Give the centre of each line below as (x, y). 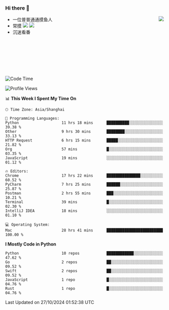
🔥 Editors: (17, 171)
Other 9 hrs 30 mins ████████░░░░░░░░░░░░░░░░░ (84, 132)
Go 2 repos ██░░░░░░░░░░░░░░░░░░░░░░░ (84, 262)
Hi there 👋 (18, 8)
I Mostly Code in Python (31, 244)
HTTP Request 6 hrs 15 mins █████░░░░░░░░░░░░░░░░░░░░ (84, 140)
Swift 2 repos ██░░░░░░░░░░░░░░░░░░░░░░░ (84, 271)
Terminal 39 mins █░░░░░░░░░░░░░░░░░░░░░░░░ (84, 202)
